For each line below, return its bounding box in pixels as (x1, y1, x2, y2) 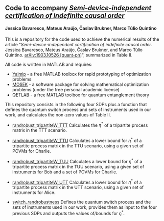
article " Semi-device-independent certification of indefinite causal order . (5, 41, 153, 47)
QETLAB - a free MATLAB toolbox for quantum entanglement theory (12, 92, 149, 98)
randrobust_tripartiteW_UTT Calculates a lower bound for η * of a (12, 178, 142, 185)
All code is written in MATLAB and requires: (5, 61, 93, 67)
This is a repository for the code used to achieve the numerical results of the (5, 36, 160, 42)
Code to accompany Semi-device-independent (5, 4, 152, 12)
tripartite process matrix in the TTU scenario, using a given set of (12, 142, 144, 149)
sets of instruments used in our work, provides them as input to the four (12, 204, 157, 210)
